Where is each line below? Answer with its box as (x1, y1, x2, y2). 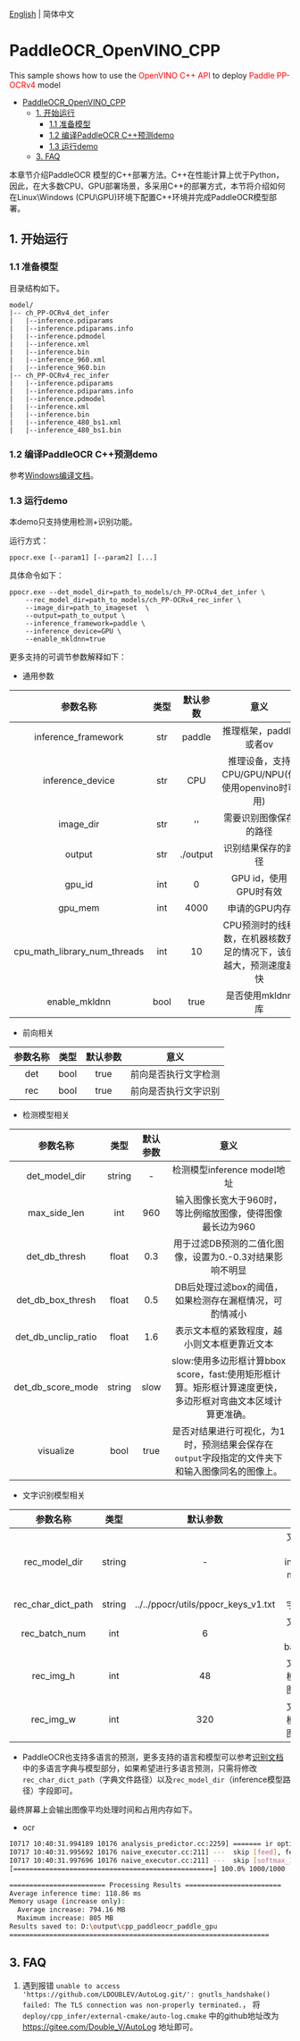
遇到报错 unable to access (21, 1979, 121, 1991)
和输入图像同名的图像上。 (175, 1466, 283, 1478)
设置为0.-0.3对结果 (192, 1251, 275, 1264)
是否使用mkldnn (226, 989, 293, 1002)
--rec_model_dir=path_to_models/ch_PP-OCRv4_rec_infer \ (25, 596, 242, 605)
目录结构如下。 (9, 282, 64, 293)
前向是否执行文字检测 (129, 1068, 221, 1080)
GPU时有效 (236, 886, 283, 898)
